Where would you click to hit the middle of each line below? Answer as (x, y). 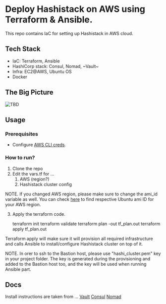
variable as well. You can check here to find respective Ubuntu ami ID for (80, 199)
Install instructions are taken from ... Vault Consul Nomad (63, 297)
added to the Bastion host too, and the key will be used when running (76, 264)
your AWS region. (23, 204)
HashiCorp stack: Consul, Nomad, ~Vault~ (55, 66)
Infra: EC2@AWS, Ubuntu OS (42, 71)
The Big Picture (29, 92)
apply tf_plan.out (29, 229)
